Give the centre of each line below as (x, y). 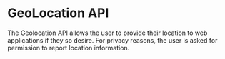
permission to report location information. (69, 48)
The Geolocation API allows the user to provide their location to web (107, 33)
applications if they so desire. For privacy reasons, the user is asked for (112, 40)
